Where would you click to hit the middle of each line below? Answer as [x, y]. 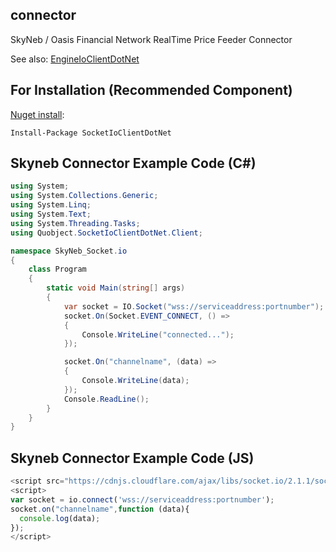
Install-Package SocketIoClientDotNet [91, 133]
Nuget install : [37, 114]
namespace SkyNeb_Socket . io [69, 251]
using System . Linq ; [51, 205]
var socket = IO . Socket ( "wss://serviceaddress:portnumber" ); [194, 306]
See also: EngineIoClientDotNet [75, 59]
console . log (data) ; [60, 518]
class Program [57, 269]
